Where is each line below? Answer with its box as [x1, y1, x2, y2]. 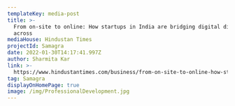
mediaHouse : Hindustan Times [7, 36, 92, 43]
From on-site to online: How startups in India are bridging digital [13, 23, 220, 30]
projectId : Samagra [7, 43, 64, 50]
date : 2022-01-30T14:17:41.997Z [7, 50, 101, 56]
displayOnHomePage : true [7, 82, 80, 89]
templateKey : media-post [7, 10, 80, 17]
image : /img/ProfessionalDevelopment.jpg [7, 88, 130, 95]
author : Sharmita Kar [7, 56, 71, 63]
